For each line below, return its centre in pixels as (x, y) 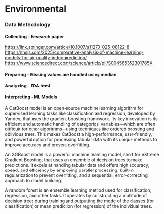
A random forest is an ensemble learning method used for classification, (78, 190)
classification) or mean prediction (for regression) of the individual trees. (79, 206)
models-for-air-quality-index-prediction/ (46, 58)
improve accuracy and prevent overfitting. (48, 145)
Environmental (36, 9)
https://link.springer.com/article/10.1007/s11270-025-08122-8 (67, 47)
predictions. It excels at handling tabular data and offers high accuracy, (77, 165)
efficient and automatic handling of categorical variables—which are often (80, 124)
